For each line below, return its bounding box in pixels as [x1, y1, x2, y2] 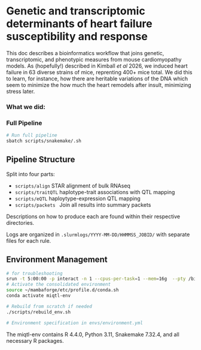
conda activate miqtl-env [6, 292, 71, 299]
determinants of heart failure [6, 17, 153, 31]
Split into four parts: [6, 170, 55, 177]
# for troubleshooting [6, 270, 63, 276]
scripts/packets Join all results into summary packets [14, 201, 151, 208]
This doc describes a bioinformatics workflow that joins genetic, [6, 49, 165, 56]
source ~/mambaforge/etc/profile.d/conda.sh [6, 287, 119, 293]
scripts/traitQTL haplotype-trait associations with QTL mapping [14, 188, 175, 195]
